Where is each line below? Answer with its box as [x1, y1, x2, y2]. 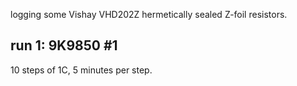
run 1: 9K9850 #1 [10, 37, 118, 54]
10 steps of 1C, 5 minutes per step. [10, 64, 153, 76]
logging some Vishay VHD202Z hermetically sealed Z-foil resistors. [10, 9, 288, 20]
